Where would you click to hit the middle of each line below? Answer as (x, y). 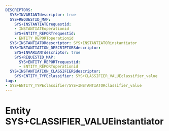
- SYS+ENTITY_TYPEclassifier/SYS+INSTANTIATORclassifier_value (74, 85)
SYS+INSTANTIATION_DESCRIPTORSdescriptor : (55, 48)
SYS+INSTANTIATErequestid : (43, 24)
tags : (11, 81)
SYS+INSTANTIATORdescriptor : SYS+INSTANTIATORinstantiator (74, 43)
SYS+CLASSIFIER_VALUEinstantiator (84, 121)
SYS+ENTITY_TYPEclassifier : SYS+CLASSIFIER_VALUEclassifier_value (86, 76)
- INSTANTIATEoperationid (42, 29)
